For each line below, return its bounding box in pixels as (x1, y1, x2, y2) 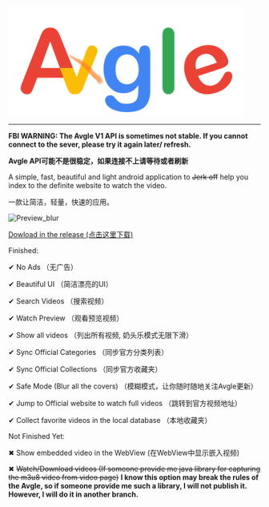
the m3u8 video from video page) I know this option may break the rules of (8, 473, 259, 482)
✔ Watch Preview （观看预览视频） (8, 313, 124, 323)
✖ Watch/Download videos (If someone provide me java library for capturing (8, 464, 261, 473)
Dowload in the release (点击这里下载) (8, 230, 134, 239)
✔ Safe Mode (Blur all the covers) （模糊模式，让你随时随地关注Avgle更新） (8, 381, 258, 391)
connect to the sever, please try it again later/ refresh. (8, 139, 191, 149)
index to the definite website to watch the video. (8, 181, 167, 190)
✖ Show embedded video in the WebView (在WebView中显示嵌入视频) (8, 448, 240, 457)
